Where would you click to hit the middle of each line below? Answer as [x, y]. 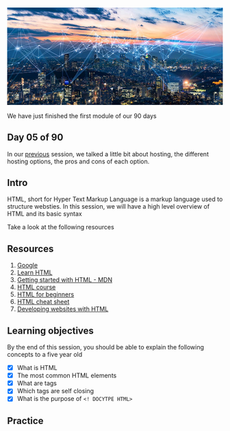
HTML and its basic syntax [44, 214]
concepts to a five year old [45, 355]
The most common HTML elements [67, 375]
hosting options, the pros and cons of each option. [78, 161]
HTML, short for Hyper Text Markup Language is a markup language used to [115, 199]
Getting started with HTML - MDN [65, 280]
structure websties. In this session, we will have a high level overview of [108, 207]
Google [27, 266]
